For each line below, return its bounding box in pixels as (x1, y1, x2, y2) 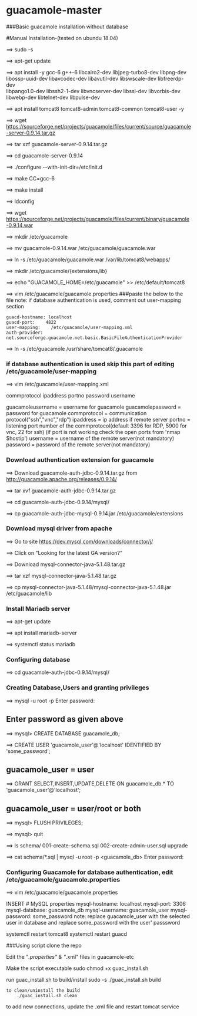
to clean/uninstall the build (6, 988, 81, 994)
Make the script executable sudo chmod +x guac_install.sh (6, 965, 149, 972)
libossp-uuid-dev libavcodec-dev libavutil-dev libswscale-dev (6, 75, 157, 82)
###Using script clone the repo (6, 942, 82, 949)
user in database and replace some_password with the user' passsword (6, 919, 181, 926)
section (6, 303, 25, 310)
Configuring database (6, 656, 71, 664)
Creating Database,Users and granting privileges (6, 683, 149, 692)
